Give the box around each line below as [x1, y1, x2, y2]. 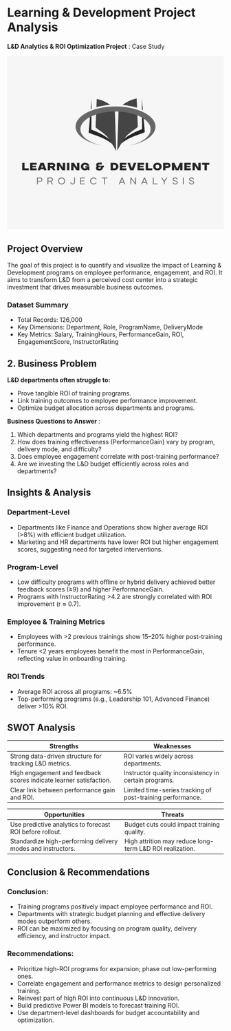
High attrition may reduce [124, 837, 197, 845]
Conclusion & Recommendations [7, 867, 150, 878]
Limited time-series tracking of [123, 785, 212, 794]
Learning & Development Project [7, 5, 196, 21]
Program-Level [7, 562, 58, 572]
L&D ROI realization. [139, 845, 196, 853]
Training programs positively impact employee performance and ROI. [16, 902, 213, 911]
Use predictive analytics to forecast [10, 820, 111, 828]
